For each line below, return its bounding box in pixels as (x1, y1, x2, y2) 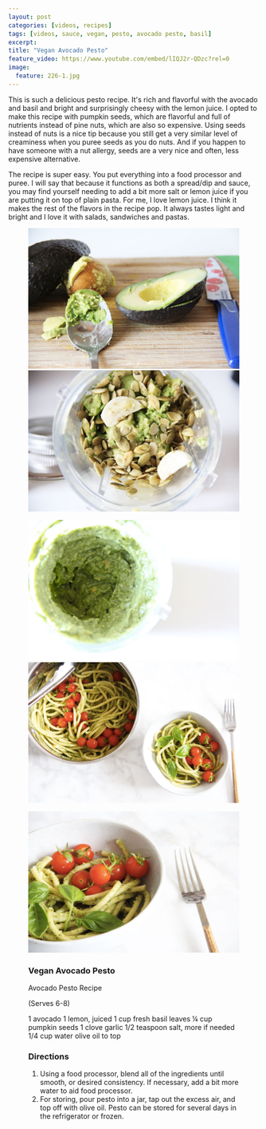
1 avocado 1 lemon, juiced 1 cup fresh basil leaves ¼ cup (28, 1014, 213, 1024)
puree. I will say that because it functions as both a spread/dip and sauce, (8, 178, 251, 188)
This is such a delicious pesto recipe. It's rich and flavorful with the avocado (8, 94, 258, 104)
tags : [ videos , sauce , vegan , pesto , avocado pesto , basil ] (8, 30, 213, 38)
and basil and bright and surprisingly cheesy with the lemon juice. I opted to (8, 103, 257, 113)
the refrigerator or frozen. (39, 1111, 124, 1121)
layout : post (8, 13, 52, 21)
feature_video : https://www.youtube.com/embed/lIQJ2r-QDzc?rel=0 (8, 55, 229, 63)
